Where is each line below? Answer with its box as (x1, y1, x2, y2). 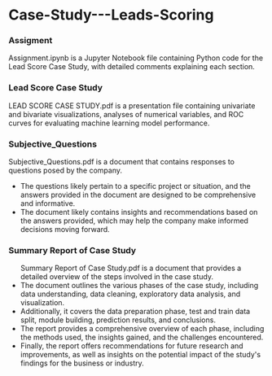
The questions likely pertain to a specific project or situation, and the (20, 181, 251, 191)
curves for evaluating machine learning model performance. (8, 118, 210, 128)
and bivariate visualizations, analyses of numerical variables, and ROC (8, 109, 244, 119)
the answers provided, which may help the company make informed (20, 216, 248, 225)
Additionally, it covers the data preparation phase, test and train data (20, 307, 251, 317)
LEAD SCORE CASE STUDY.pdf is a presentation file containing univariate (8, 100, 256, 111)
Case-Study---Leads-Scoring (8, 6, 214, 24)
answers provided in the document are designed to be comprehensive (20, 190, 257, 200)
